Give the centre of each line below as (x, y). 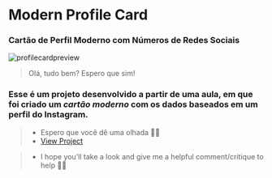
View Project (62, 141)
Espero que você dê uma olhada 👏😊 (100, 132)
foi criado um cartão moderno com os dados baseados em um (133, 104)
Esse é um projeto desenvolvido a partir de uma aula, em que (131, 95)
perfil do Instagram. (48, 115)
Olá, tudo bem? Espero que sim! (82, 74)
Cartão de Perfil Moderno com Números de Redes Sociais (124, 40)
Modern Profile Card (78, 15)
